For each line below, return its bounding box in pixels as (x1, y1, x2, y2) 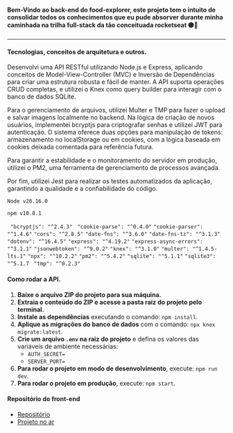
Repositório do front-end (7, 395, 80, 403)
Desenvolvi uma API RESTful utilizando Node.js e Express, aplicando (7, 63, 203, 71)
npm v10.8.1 (7, 210, 42, 217)
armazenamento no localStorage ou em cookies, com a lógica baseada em (7, 135, 221, 144)
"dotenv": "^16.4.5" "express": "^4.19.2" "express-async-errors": (7, 238, 203, 246)
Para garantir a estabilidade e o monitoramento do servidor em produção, (7, 156, 217, 164)
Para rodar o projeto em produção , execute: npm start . (17, 379, 175, 387)
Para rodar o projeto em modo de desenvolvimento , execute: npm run (17, 364, 218, 373)
